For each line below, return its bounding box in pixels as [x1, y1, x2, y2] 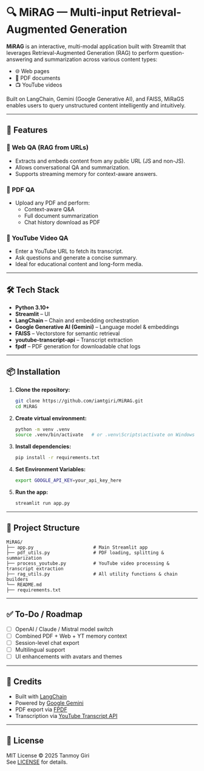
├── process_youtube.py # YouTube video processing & [6, 560, 170, 566]
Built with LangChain [15, 692, 67, 700]
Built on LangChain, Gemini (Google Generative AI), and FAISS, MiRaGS [6, 95, 185, 102]
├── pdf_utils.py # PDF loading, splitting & [6, 549, 165, 555]
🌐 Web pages [15, 67, 50, 74]
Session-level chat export [15, 639, 80, 646]
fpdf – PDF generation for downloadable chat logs [15, 343, 141, 350]
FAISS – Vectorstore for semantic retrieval [15, 330, 120, 337]
